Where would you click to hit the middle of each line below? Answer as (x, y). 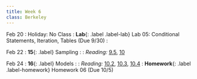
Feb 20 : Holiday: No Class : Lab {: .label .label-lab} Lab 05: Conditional (93, 34)
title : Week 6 (24, 12)
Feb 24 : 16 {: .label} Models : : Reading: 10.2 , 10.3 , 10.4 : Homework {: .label (98, 64)
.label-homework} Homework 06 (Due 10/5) (60, 69)
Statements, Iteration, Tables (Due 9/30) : (57, 40)
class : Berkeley (26, 17)
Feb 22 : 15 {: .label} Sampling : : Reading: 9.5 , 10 (66, 52)
